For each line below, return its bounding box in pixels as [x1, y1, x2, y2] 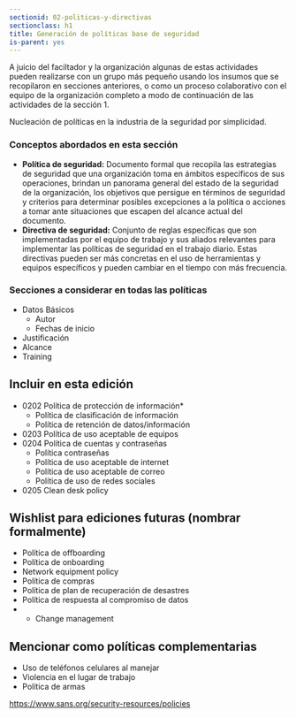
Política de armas [21, 682, 86, 692]
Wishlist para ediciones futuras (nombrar [9, 510, 241, 526]
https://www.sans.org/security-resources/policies [9, 699, 191, 709]
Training [21, 351, 53, 362]
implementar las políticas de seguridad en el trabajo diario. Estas [21, 243, 258, 254]
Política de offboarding [21, 547, 106, 558]
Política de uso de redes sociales [34, 475, 156, 486]
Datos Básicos [21, 304, 75, 315]
